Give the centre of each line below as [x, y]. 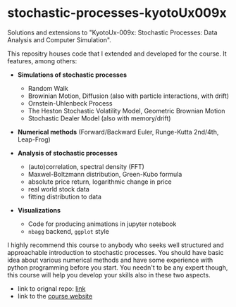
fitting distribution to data [65, 196]
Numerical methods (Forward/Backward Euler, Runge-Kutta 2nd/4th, [118, 132]
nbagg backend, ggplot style [68, 231]
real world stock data [58, 189]
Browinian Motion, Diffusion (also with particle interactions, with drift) [129, 96]
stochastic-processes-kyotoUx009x [117, 13]
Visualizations [39, 210]
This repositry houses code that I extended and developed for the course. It [117, 54]
